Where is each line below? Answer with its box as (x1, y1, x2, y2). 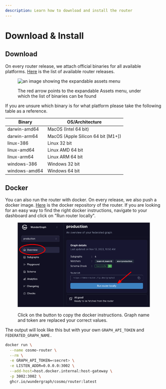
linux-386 (7, 140, 29, 146)
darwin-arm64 (7, 133, 38, 139)
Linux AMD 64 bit (47, 147, 83, 153)
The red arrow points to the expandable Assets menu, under (17, 88, 141, 94)
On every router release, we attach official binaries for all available (5, 63, 141, 69)
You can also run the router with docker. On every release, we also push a (5, 197, 157, 203)
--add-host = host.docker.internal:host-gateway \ (9, 369, 113, 374)
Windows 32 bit (47, 161, 80, 167)
